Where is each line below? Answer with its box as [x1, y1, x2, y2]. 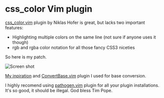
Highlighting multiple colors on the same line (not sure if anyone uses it [12, 34, 156, 40]
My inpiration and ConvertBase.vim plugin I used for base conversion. [5, 73, 146, 78]
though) [12, 39, 28, 45]
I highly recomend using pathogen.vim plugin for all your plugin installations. [5, 82, 160, 88]
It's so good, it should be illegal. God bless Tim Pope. [5, 87, 113, 93]
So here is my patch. [5, 54, 47, 59]
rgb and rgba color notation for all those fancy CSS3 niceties [12, 44, 135, 50]
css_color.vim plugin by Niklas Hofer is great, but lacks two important [5, 20, 145, 25]
